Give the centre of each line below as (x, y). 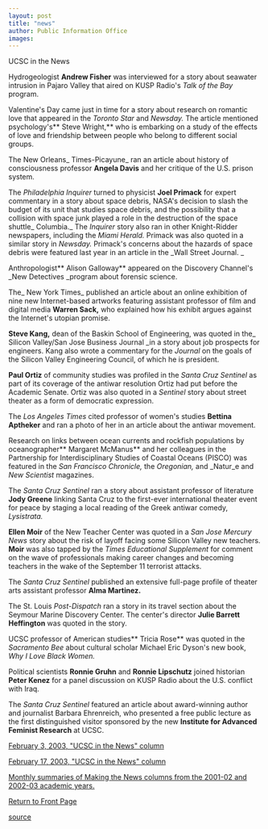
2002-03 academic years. (52, 786)
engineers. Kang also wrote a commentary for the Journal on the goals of (130, 351)
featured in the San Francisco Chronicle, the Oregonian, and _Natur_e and (131, 467)
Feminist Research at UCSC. (56, 731)
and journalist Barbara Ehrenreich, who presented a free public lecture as (130, 713)
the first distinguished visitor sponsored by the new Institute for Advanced (133, 722)
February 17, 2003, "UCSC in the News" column (87, 762)
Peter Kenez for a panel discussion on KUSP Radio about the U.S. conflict (131, 680)
